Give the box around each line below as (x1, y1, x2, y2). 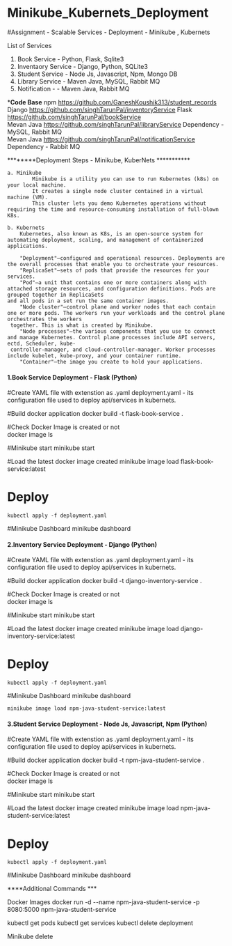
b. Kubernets (7, 224, 45, 231)
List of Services (7, 41, 52, 49)
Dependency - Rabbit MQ (7, 142, 81, 150)
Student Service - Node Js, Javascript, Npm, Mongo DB (17, 70, 178, 78)
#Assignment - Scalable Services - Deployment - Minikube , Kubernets (7, 28, 210, 36)
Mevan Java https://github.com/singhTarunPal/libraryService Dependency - (7, 120, 224, 128)
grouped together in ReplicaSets (7, 291, 104, 298)
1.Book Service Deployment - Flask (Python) (7, 373, 138, 381)
